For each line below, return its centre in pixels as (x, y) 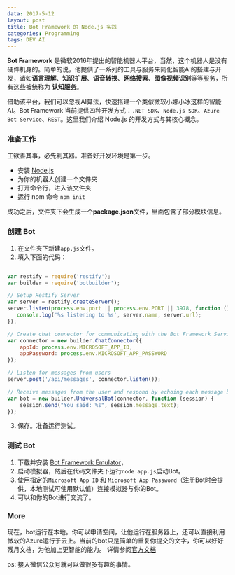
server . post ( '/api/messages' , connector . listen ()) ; (84, 380)
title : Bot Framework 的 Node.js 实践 (62, 27)
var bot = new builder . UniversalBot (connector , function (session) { (111, 399)
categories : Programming (43, 33)
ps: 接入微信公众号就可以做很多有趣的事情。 (71, 564)
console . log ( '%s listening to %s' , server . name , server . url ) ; (109, 315)
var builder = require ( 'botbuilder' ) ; (64, 283)
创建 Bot (21, 232)
